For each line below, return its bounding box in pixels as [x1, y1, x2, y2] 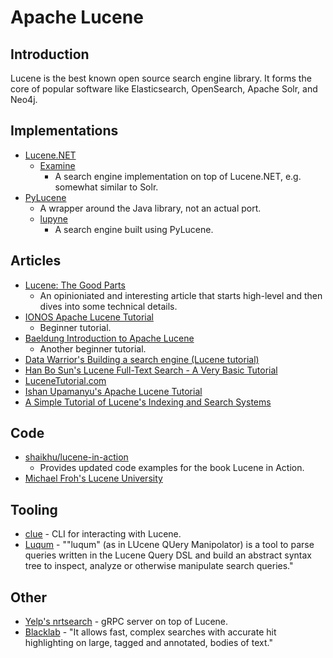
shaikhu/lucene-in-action [24, 451, 129, 463]
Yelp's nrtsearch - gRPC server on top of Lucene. [24, 616, 229, 628]
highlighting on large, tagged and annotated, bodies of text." [24, 637, 273, 649]
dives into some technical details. [39, 300, 178, 312]
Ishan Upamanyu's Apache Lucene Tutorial [24, 385, 203, 397]
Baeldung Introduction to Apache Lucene [24, 332, 195, 344]
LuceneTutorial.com [24, 374, 107, 386]
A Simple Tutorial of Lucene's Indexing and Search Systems [24, 396, 272, 408]
